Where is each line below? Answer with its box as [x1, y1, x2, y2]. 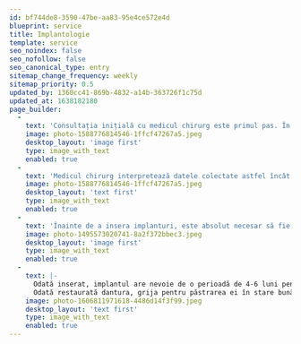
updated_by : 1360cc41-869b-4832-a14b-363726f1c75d [9, 88, 202, 97]
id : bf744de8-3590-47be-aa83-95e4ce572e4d [9, 13, 170, 22]
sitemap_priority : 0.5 [9, 80, 94, 89]
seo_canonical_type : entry [9, 64, 110, 73]
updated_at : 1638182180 [9, 96, 99, 106]
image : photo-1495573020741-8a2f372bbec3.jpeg [25, 229, 202, 238]
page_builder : [9, 105, 63, 114]
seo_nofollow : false [9, 55, 87, 64]
